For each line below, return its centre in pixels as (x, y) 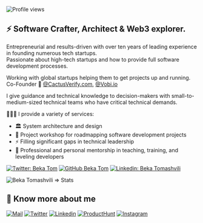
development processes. (37, 66)
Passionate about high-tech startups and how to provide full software (93, 59)
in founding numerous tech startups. (52, 53)
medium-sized (24, 102)
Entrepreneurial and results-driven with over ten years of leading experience (101, 47)
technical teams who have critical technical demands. (110, 102)
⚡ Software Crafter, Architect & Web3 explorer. (96, 29)
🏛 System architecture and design (58, 126)
